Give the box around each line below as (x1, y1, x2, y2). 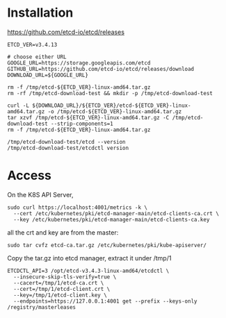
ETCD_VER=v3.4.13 (7, 41, 58, 48)
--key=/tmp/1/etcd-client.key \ (13, 292, 108, 299)
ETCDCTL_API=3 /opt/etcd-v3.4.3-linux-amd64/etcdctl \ (7, 267, 170, 274)
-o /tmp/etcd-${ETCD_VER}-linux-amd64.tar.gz (47, 108, 182, 115)
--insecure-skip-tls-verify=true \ (13, 273, 117, 281)
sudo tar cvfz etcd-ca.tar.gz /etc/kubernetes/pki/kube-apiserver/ (7, 242, 207, 249)
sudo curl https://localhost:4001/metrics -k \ (7, 203, 148, 211)
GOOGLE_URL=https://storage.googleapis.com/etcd (7, 59, 151, 67)
